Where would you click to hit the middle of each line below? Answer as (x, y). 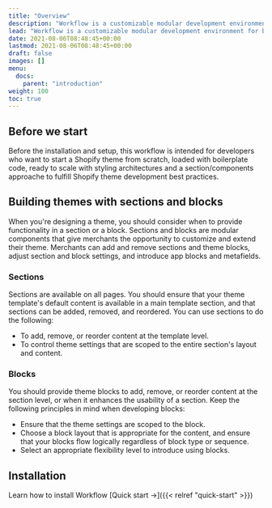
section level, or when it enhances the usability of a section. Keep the (124, 400)
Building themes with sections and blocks (116, 202)
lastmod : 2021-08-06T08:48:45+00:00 (70, 46)
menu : (17, 69)
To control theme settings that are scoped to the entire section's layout (138, 345)
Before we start (48, 131)
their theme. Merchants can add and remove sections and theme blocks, (130, 247)
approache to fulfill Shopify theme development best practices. (114, 177)
